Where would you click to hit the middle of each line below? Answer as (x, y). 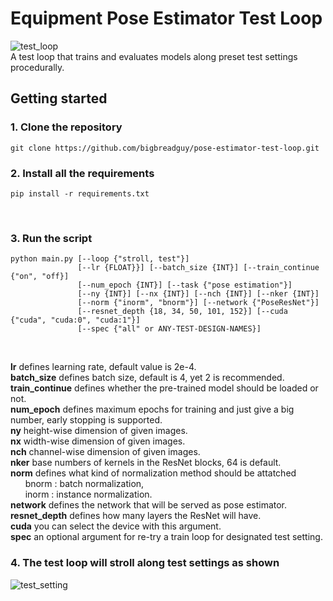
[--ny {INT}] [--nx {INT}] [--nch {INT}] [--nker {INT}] (198, 294)
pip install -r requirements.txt (80, 193)
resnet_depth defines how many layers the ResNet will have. (136, 516)
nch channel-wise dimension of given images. (105, 452)
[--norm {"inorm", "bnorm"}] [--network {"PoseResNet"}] (198, 303)
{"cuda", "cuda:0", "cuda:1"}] (75, 320)
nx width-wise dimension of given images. (98, 441)
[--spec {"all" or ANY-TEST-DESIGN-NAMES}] (169, 329)
